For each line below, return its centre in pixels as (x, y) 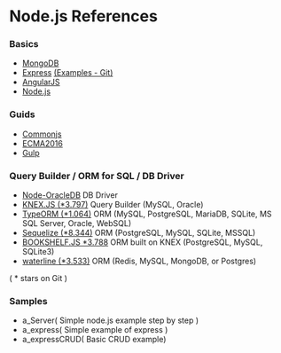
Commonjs (42, 134)
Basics (24, 44)
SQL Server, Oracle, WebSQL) (76, 224)
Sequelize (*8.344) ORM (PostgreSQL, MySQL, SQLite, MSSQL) (139, 233)
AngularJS (41, 82)
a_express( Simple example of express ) (95, 330)
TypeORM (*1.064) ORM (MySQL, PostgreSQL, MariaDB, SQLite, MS (147, 214)
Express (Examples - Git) (67, 73)
